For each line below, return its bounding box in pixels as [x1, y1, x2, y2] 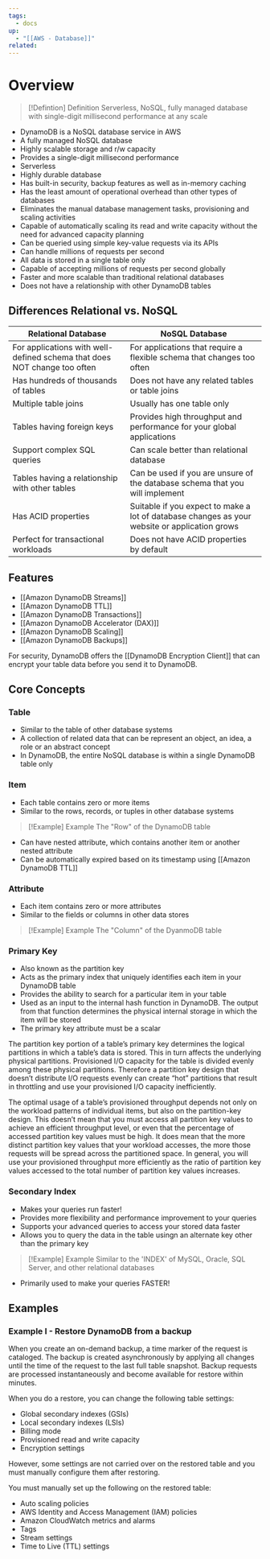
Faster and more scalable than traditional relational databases [19, 273, 225, 282]
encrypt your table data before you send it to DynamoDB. [8, 659, 198, 668]
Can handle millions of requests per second [19, 247, 165, 257]
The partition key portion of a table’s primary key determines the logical [8, 1039, 245, 1049]
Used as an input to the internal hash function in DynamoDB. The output [19, 998, 259, 1008]
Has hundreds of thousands [12, 375, 118, 386]
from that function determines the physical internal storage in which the [19, 1006, 258, 1016]
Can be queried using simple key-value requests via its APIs [19, 238, 219, 248]
